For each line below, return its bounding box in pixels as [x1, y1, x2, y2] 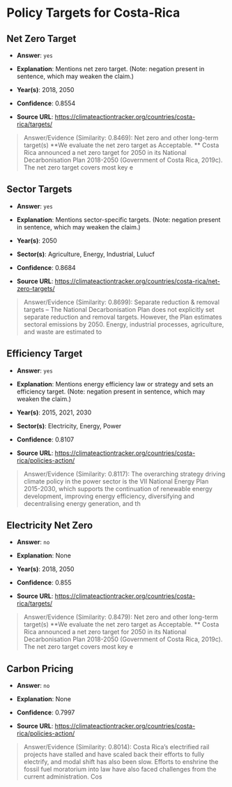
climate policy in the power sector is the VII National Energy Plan [23, 477, 209, 486]
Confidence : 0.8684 [16, 263, 76, 271]
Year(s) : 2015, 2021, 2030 [16, 408, 92, 417]
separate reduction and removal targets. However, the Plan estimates [23, 313, 222, 321]
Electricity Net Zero [6, 520, 93, 532]
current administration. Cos [23, 772, 102, 781]
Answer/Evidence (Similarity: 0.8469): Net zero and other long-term [23, 134, 219, 142]
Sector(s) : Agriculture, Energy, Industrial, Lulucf [16, 250, 155, 258]
